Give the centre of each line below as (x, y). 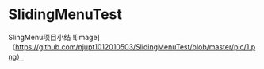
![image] (86, 37)
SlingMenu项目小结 (40, 37)
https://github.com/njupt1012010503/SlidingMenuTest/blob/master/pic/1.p (136, 47)
